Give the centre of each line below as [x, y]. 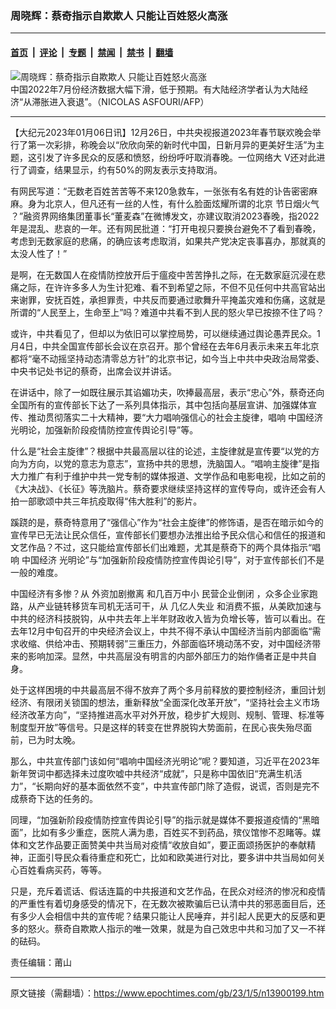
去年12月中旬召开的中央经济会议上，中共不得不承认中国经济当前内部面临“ [161, 631]
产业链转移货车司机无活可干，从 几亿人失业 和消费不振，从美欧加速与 [179, 606]
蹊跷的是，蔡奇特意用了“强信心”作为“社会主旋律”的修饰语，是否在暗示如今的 [167, 522]
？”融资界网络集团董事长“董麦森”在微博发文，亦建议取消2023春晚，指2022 [165, 216]
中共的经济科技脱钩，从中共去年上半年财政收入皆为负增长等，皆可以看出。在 [168, 618]
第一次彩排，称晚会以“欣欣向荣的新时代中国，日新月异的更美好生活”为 [172, 144]
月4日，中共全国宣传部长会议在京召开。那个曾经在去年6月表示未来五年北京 [165, 346]
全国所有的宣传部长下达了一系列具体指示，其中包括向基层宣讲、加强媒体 [159, 404]
